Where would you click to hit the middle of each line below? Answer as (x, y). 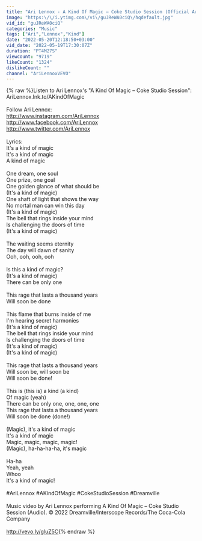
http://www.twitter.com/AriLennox (48, 129)
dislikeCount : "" (28, 68)
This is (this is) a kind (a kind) (43, 391)
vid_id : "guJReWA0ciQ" (35, 23)
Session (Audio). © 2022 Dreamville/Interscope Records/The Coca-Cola (96, 513)
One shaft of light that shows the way (53, 199)
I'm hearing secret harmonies (43, 321)
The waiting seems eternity (40, 244)
